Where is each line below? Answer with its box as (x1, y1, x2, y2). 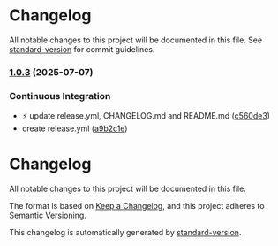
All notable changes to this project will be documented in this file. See (9, 35, 263, 45)
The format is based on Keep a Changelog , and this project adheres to (9, 201, 265, 211)
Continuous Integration (9, 89, 111, 102)
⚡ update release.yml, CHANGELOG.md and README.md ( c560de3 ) (21, 111, 271, 121)
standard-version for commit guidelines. (9, 43, 155, 54)
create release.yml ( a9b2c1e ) (21, 123, 128, 134)
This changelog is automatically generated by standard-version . (9, 227, 242, 238)
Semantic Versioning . (9, 210, 86, 221)
